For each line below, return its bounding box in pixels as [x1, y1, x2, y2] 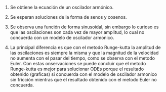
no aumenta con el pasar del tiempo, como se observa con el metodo [10, 55, 155, 61]
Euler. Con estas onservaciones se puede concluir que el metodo [10, 61, 146, 66]
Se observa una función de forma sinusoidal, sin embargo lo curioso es [10, 24, 159, 30]
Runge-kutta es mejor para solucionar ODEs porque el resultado [10, 66, 144, 72]
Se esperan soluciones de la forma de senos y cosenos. [10, 14, 128, 20]
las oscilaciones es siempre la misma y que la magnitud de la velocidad [10, 50, 159, 56]
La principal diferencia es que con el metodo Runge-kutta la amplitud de [10, 44, 161, 50]
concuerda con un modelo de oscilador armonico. [10, 35, 114, 40]
